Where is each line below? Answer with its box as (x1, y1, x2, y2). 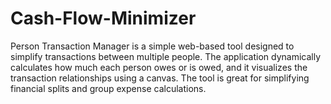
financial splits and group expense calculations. (10, 82, 207, 94)
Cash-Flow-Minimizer (10, 7, 197, 30)
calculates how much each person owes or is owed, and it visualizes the (10, 61, 308, 73)
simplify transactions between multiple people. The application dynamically (10, 50, 322, 62)
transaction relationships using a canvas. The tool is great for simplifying (10, 72, 310, 84)
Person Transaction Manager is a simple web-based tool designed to (10, 40, 295, 52)
